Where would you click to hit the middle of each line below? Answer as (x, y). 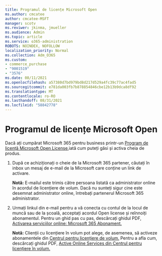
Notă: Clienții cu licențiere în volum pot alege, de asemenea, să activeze (85, 233)
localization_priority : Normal (37, 50)
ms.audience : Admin (25, 32)
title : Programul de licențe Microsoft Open (51, 10)
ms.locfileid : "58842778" (31, 105)
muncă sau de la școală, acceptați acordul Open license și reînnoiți (79, 213)
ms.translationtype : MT (29, 92)
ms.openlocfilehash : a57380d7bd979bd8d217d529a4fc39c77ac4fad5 (71, 82)
